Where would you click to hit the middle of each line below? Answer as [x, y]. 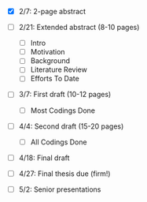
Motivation [48, 52]
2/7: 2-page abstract [52, 11]
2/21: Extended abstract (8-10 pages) [79, 28]
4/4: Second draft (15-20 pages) [71, 126]
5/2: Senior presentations [60, 189]
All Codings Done [59, 142]
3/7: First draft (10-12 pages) [65, 95]
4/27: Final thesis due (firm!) [64, 174]
